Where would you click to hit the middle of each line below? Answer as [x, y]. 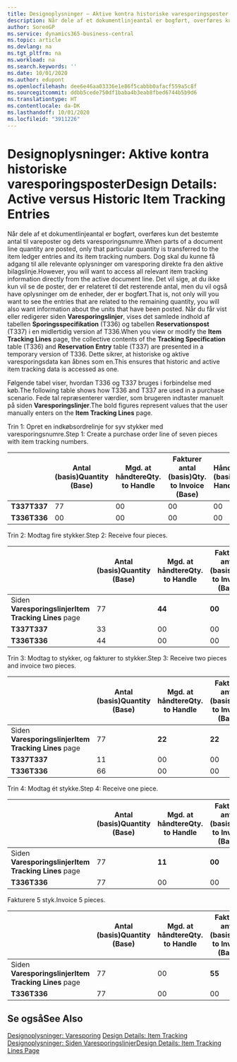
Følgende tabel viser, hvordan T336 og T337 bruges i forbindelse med [109, 383]
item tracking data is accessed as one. [63, 369]
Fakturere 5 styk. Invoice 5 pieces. [56, 899]
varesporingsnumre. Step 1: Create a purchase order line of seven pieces [113, 434]
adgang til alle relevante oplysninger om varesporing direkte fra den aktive [115, 264]
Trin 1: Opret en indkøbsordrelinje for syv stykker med [85, 426]
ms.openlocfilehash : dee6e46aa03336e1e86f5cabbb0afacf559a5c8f [102, 86]
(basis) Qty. [187, 477]
